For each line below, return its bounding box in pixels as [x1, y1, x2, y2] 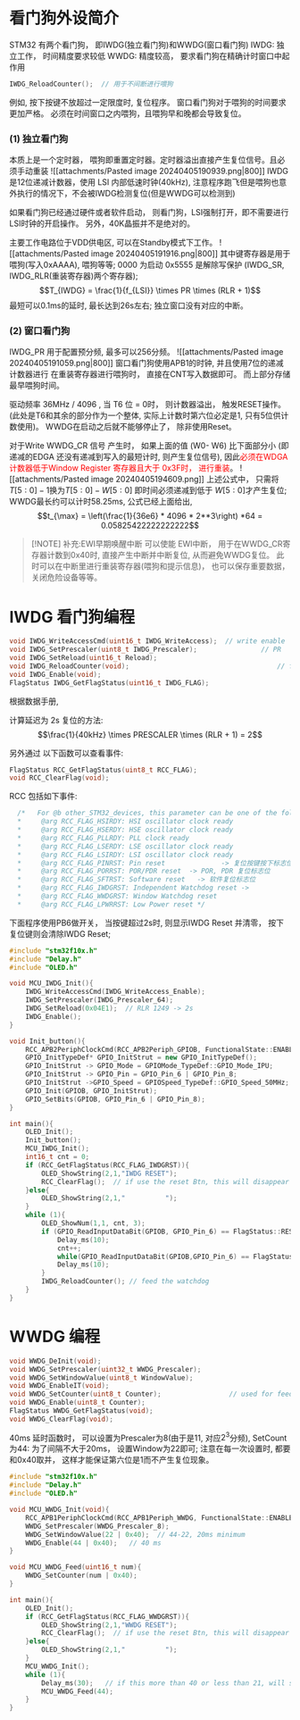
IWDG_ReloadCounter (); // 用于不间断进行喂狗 [9, 79, 174, 88]
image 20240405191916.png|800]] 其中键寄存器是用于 [90, 248, 291, 259]
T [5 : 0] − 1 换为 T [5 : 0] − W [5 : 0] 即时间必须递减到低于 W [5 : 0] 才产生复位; [9, 485, 287, 496]
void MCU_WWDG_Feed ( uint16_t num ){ [9, 1563, 142, 1572]
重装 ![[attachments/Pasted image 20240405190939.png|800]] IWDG [32, 166, 288, 177]
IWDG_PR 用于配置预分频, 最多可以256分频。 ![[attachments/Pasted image [9, 347, 284, 357]
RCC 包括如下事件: [9, 791, 78, 802]
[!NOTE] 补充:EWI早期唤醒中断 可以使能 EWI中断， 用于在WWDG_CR [30, 539, 283, 549]
